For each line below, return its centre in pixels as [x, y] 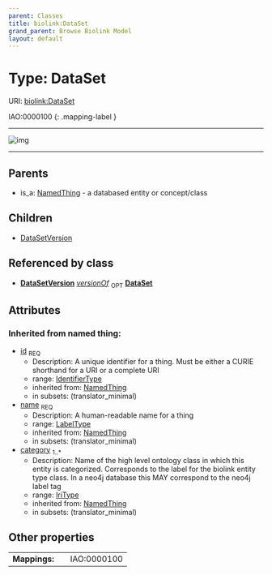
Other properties [51, 537]
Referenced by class [61, 263]
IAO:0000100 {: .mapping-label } [63, 117]
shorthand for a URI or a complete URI [96, 370]
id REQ [30, 352]
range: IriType [55, 495]
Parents [28, 173]
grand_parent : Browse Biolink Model [70, 31]
